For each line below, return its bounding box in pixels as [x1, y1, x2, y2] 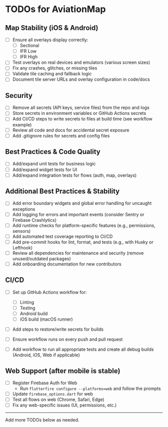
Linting [19, 299, 34, 305]
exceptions [12, 206, 35, 212]
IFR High [19, 54, 38, 60]
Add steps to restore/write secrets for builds [12, 326, 104, 332]
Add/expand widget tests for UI [12, 167, 77, 173]
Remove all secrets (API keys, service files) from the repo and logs [12, 104, 150, 111]
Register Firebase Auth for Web [12, 380, 77, 386]
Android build [19, 310, 48, 317]
